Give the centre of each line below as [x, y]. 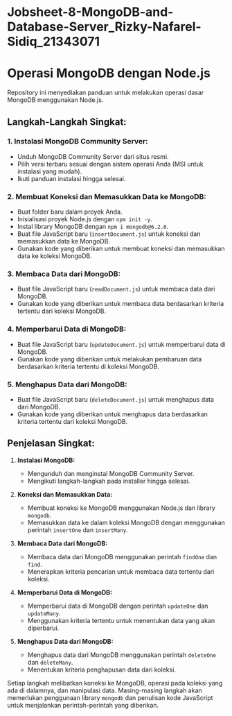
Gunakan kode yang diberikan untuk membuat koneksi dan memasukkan [121, 249]
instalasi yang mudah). [50, 171]
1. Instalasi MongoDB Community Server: [78, 142]
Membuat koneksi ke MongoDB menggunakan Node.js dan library [122, 508]
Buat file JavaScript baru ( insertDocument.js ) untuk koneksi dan [109, 234]
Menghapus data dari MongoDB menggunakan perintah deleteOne [122, 655]
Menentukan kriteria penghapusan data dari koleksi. [102, 670]
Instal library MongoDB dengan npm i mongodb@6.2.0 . [93, 227]
